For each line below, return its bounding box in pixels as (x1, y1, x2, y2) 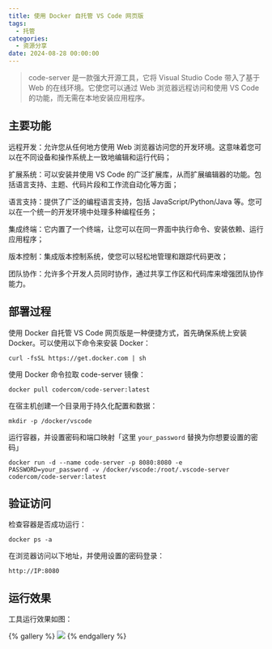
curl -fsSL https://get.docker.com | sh (8, 354, 147, 362)
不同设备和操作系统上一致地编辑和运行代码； (22, 152, 172, 162)
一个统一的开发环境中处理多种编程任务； (22, 207, 158, 216)
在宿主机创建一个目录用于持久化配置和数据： (8, 400, 158, 410)
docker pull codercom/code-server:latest (8, 386, 151, 394)
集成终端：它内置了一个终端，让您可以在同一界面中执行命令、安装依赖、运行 (8, 224, 264, 233)
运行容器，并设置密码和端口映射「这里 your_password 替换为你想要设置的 (8, 432, 251, 442)
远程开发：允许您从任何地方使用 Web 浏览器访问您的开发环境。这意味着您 (8, 142, 255, 152)
